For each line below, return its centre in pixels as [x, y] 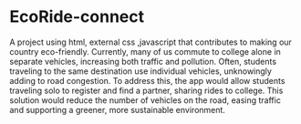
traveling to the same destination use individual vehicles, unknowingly [140, 71]
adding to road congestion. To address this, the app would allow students [147, 80]
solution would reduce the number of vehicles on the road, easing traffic [145, 100]
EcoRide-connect [77, 17]
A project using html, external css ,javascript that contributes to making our [150, 42]
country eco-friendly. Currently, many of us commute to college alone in [145, 51]
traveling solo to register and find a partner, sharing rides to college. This [146, 90]
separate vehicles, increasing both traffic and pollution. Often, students [143, 61]
